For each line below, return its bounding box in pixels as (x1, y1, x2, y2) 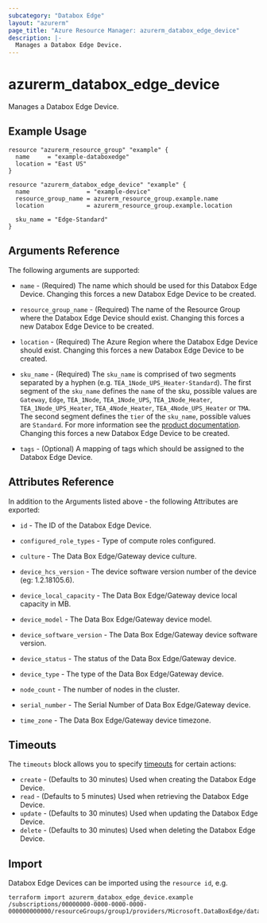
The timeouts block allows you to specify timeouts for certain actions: (8, 759, 237, 769)
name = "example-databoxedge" (15, 153, 130, 161)
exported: (8, 504, 41, 514)
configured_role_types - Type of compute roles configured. (19, 535, 216, 545)
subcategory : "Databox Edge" (8, 11, 105, 20)
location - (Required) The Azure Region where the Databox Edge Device (19, 337, 258, 346)
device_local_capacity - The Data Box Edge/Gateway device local (19, 590, 238, 600)
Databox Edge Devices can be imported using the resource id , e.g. (8, 878, 228, 888)
